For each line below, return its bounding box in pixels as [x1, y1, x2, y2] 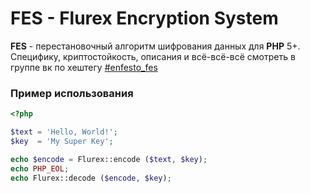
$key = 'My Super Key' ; [10, 136, 114, 146]
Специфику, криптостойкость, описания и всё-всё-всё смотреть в [10, 50, 296, 62]
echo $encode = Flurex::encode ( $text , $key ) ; [10, 154, 208, 164]
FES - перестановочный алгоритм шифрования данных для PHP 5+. [10, 40, 301, 52]
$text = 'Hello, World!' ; [10, 127, 118, 137]
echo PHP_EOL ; [10, 163, 70, 174]
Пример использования [10, 86, 134, 100]
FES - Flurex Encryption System [10, 7, 279, 30]
